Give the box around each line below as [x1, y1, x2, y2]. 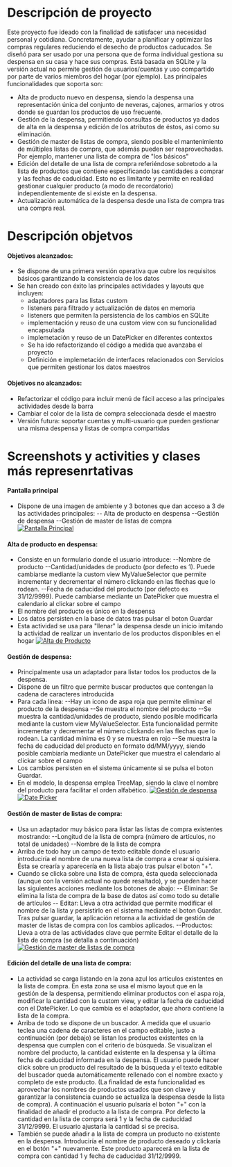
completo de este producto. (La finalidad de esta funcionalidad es [17, 1077, 206, 1086]
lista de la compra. [17, 1011, 71, 1020]
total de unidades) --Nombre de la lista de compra [17, 840, 161, 848]
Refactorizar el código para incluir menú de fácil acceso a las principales [17, 394, 225, 402]
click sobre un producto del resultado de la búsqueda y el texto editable [17, 1063, 223, 1071]
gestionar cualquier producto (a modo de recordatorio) [17, 181, 174, 190]
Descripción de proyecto [7, 5, 152, 21]
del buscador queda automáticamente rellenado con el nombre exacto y [17, 1070, 223, 1079]
